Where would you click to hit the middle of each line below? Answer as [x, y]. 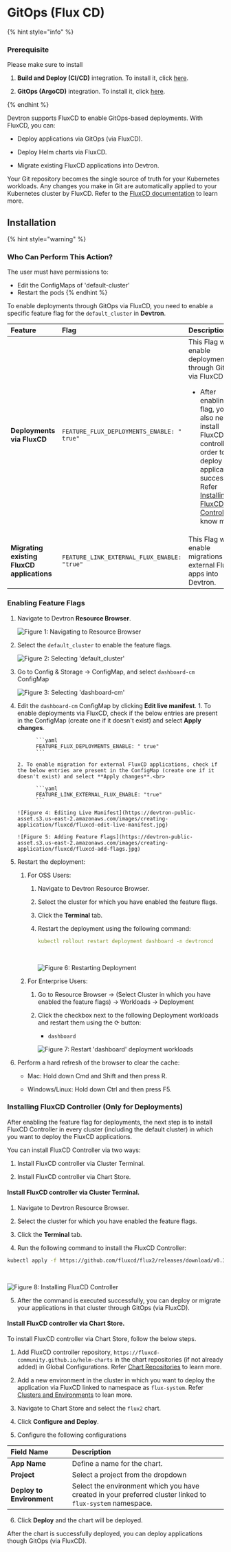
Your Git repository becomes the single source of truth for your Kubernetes [113, 179]
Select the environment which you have [135, 1486]
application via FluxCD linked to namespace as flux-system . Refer [110, 1388]
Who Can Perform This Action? [60, 256]
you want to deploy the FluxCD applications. [70, 1136]
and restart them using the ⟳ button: [89, 1022]
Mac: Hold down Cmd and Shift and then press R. [97, 1076]
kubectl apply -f [32, 1261]
